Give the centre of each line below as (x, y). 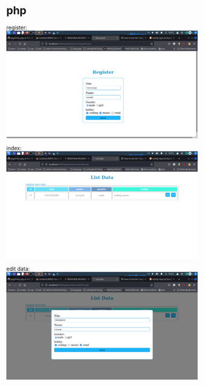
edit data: (18, 268)
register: (17, 27)
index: (14, 148)
